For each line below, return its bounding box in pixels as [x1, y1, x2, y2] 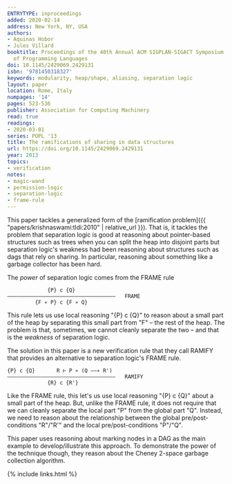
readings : [7, 119, 36, 127]
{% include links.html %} [7, 470, 77, 478]
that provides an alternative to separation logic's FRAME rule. [7, 354, 182, 362]
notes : [7, 171, 26, 178]
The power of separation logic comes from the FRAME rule [7, 274, 175, 281]
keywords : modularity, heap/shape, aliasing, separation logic [7, 74, 193, 82]
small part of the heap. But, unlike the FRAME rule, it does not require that [7, 399, 217, 407]
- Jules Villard [7, 42, 54, 49]
